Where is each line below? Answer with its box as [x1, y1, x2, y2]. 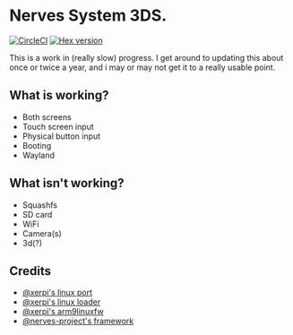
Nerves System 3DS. [9, 5, 168, 26]
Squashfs [22, 199, 58, 210]
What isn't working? [9, 176, 125, 191]
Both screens [22, 111, 72, 122]
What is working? [9, 88, 109, 103]
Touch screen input [22, 121, 94, 132]
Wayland [22, 150, 56, 160]
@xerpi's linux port [22, 288, 92, 298]
